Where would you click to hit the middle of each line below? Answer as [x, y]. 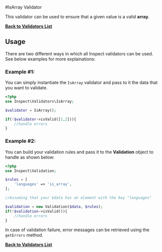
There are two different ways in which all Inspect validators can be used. [79, 53]
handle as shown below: [30, 157]
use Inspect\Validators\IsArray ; [40, 101]
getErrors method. [24, 235]
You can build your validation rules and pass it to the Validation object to [79, 152]
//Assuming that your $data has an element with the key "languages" [79, 198]
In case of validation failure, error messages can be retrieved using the [77, 230]
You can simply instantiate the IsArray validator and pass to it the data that [81, 83]
